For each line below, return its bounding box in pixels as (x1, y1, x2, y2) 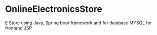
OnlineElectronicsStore (5, 3, 103, 15)
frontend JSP (5, 25, 32, 31)
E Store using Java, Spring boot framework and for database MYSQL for (5, 20, 152, 26)
